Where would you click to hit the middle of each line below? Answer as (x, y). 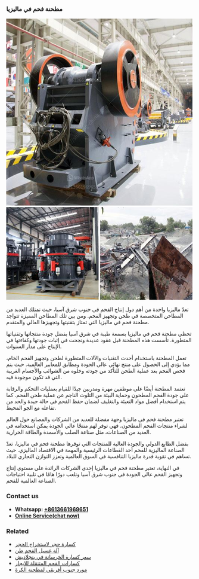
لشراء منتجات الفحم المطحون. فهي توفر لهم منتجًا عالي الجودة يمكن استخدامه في (97, 426)
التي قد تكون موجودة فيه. (34, 377)
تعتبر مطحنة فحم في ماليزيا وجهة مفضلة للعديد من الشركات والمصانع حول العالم (95, 419)
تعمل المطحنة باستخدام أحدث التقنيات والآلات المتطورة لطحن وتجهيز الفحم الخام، (96, 358)
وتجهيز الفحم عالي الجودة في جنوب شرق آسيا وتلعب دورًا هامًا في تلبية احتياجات (94, 474)
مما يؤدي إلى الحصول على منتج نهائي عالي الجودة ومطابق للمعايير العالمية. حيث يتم (98, 364)
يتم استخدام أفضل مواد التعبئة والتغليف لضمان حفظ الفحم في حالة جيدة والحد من (96, 401)
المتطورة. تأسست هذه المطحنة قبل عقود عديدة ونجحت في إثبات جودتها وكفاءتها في (99, 340)
